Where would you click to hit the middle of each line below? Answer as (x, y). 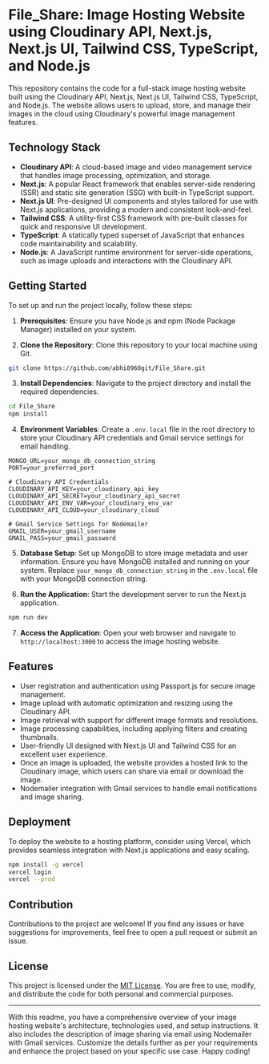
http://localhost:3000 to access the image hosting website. (120, 642)
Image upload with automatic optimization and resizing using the (126, 703)
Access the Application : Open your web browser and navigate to (128, 633)
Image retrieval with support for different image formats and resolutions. (139, 720)
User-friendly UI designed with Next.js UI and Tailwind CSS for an (128, 745)
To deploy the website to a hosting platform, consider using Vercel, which (129, 841)
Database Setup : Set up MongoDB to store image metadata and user (134, 553)
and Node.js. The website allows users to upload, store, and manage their (130, 105)
